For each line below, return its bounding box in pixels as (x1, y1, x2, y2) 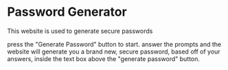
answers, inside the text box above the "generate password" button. (7, 54, 201, 62)
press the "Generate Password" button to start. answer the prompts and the (7, 40, 222, 48)
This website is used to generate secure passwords (7, 27, 153, 35)
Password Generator (7, 4, 127, 20)
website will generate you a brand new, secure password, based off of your (7, 47, 221, 56)
